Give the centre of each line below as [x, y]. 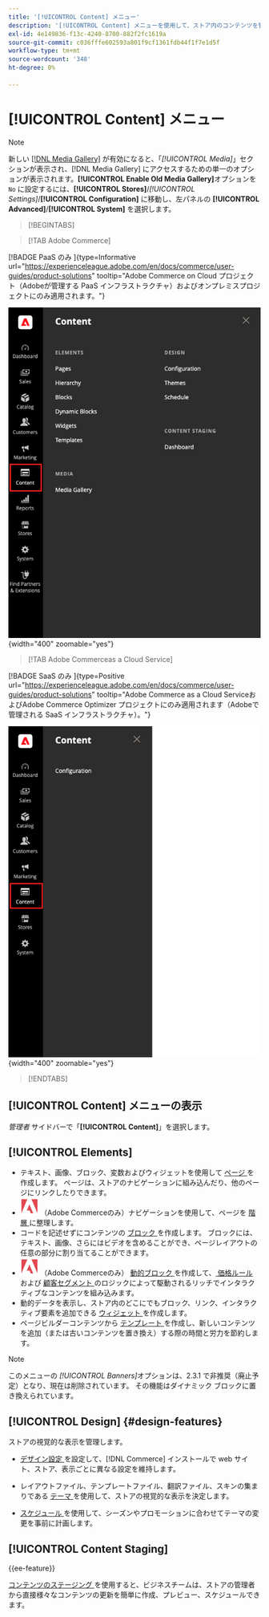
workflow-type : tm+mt [44, 51]
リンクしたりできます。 [72, 1192]
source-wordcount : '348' [50, 59]
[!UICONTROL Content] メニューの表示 [105, 1106]
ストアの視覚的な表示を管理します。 [68, 1442]
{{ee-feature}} [32, 1568]
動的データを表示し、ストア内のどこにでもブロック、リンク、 [121, 1303]
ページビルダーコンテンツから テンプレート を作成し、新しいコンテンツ [137, 1323]
